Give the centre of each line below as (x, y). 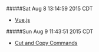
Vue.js (22, 20)
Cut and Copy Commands (46, 43)
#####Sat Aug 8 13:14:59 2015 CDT (49, 9)
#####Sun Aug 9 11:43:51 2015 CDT (50, 31)
